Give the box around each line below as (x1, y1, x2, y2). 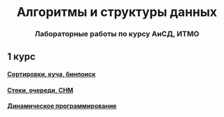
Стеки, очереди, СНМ (7, 86, 74, 94)
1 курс (7, 50, 36, 63)
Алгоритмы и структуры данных (16, 4, 218, 20)
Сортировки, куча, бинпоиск (7, 70, 96, 79)
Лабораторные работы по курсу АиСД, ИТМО (34, 29, 200, 39)
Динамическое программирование (7, 102, 117, 110)
